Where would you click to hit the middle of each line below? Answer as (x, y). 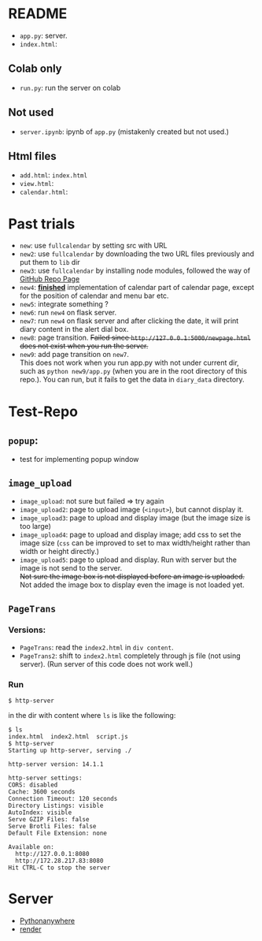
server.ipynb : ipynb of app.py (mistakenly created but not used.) (124, 132)
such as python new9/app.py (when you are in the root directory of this (133, 371)
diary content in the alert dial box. (74, 329)
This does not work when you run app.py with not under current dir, (129, 363)
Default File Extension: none (58, 833)
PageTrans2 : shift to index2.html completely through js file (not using (130, 656)
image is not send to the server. (71, 568)
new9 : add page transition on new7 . (74, 355)
